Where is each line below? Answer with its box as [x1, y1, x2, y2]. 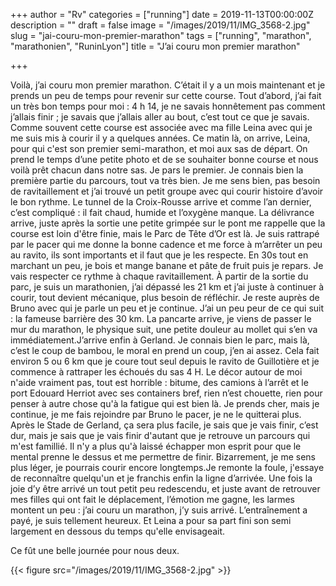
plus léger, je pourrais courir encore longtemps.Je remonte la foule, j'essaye [10, 462, 325, 473]
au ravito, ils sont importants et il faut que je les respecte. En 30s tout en [10, 249, 309, 261]
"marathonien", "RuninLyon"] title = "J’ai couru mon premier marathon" [10, 40, 301, 52]
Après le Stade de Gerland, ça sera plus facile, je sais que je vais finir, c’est [10, 419, 319, 431]
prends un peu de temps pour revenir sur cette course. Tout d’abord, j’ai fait [10, 90, 322, 101]
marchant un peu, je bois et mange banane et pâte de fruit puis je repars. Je [10, 260, 324, 271]
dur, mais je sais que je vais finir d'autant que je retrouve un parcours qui [10, 430, 311, 441]
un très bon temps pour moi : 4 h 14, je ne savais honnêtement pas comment [10, 100, 326, 112]
